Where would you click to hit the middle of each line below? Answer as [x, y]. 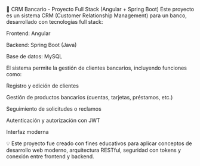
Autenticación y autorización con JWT [53, 120]
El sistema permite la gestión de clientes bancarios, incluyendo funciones [96, 68]
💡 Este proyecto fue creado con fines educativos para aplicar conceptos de [99, 143]
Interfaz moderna [27, 132]
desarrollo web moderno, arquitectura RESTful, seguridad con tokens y [93, 150]
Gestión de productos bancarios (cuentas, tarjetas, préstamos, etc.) [90, 97]
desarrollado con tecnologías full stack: [55, 22]
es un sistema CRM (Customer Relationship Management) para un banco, [96, 15]
